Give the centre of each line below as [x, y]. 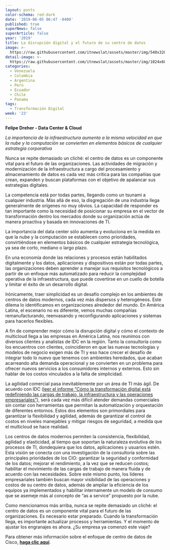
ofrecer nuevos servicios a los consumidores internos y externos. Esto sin [82, 368]
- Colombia [21, 76]
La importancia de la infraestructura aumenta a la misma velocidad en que [84, 138]
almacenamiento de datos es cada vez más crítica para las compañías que [83, 174]
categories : [18, 66]
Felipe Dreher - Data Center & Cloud [44, 128]
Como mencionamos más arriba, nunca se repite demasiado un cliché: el [81, 505]
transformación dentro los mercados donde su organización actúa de [77, 216]
